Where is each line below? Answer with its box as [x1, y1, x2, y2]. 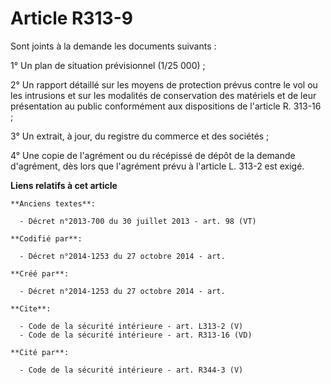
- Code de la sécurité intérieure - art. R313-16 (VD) [19, 330, 253, 340]
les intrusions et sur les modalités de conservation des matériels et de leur [10, 89, 317, 101]
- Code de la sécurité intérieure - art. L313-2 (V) [19, 321, 244, 331]
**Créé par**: [10, 268, 70, 279]
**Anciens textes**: [10, 198, 97, 209]
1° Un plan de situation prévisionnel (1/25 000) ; [10, 59, 206, 71]
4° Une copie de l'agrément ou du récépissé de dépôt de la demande [10, 149, 296, 161]
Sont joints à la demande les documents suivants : [10, 40, 217, 52]
